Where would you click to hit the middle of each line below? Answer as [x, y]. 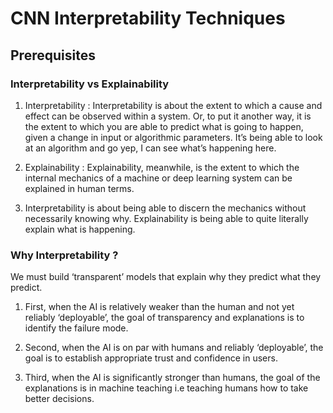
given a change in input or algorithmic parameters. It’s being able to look [173, 137]
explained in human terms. [79, 188]
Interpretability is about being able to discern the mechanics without [165, 208]
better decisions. [59, 399]
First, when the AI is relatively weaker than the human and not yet [159, 307]
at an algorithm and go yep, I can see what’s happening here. [150, 148]
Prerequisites [53, 55]
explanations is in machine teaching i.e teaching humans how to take [166, 388]
